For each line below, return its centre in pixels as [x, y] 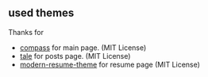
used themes [41, 13]
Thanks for [26, 32]
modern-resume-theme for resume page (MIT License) [110, 64]
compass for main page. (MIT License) [83, 48]
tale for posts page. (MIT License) [75, 56]
